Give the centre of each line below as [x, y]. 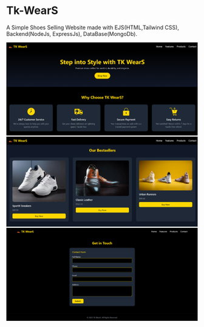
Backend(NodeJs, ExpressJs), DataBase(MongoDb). [72, 33]
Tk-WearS [32, 11]
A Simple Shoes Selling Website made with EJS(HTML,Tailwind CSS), [93, 27]
